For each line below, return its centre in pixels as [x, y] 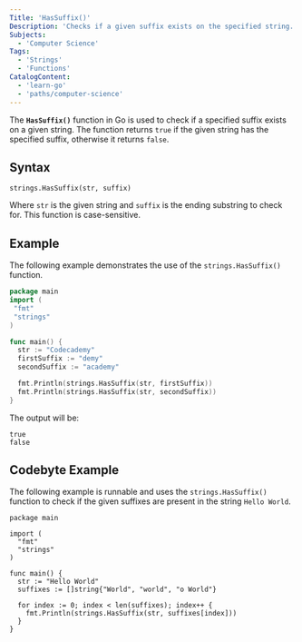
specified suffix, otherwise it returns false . [89, 139]
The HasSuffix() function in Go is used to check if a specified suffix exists [148, 120]
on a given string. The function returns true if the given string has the [139, 129]
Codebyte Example [64, 470]
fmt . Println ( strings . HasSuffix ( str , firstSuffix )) [115, 383]
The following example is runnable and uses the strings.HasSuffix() [138, 492]
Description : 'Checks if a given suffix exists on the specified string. [152, 26]
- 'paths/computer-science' [71, 94]
